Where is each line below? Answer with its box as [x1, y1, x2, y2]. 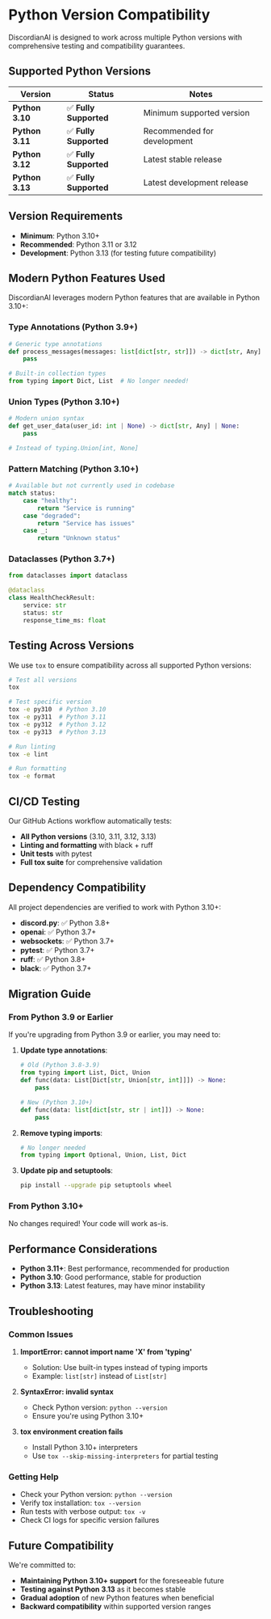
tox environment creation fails [19, 1427, 123, 1436]
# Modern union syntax [8, 415, 85, 423]
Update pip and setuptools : [19, 1166, 113, 1175]
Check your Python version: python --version [19, 1490, 173, 1499]
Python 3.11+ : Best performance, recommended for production [19, 1263, 230, 1274]
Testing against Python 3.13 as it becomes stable [19, 1584, 186, 1594]
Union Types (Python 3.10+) [8, 396, 120, 407]
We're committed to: [8, 1560, 77, 1570]
